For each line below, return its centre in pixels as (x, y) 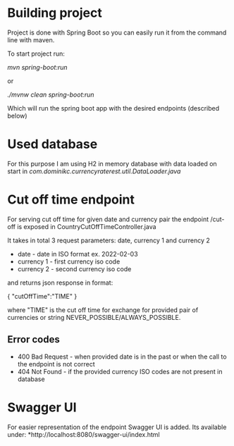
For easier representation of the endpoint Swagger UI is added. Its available (117, 427)
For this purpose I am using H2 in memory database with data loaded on (112, 163)
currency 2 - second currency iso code (74, 268)
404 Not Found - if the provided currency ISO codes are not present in (120, 371)
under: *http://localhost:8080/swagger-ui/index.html (84, 434)
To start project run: (36, 54)
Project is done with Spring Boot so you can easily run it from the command (117, 32)
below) (17, 116)
